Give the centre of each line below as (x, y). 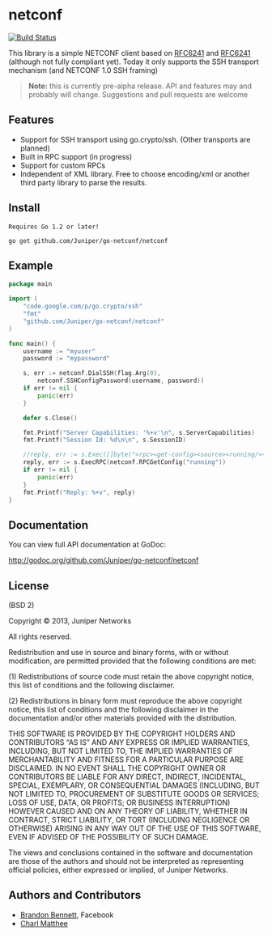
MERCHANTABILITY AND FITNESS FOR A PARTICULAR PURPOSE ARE (126, 759)
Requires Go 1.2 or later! (54, 227)
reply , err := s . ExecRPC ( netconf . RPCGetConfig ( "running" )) (125, 462)
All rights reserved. (40, 636)
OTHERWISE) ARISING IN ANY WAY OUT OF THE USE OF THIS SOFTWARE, (135, 828)
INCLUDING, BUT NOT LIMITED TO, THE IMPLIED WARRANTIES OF (121, 751)
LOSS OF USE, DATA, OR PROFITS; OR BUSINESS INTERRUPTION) (119, 802)
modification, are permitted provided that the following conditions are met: (132, 661)
